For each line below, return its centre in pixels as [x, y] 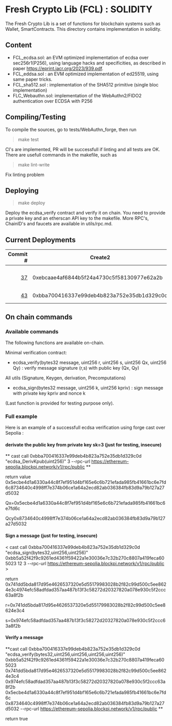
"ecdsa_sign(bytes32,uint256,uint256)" [47, 552]
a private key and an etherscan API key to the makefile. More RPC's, [77, 218]
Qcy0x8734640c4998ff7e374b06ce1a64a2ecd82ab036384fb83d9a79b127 [85, 519]
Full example [21, 416]
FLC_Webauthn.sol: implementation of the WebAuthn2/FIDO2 [77, 95]
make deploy [31, 203]
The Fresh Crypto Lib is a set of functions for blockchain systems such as [83, 24]
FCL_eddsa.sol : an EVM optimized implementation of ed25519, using [85, 74]
